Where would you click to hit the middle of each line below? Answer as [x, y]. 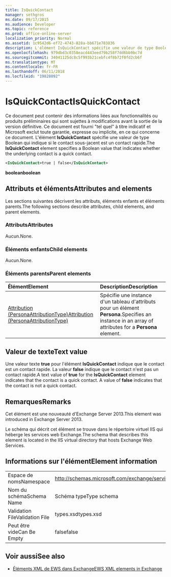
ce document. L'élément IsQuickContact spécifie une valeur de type [77, 137]
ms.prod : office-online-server [38, 34]
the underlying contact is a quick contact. [49, 153]
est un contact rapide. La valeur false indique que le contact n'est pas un [82, 370]
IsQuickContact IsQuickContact [73, 102]
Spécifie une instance [126, 295]
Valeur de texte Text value [47, 351]
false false [66, 532]
